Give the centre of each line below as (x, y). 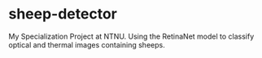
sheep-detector (63, 14)
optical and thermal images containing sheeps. (87, 44)
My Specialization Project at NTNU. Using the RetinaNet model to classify (131, 36)
